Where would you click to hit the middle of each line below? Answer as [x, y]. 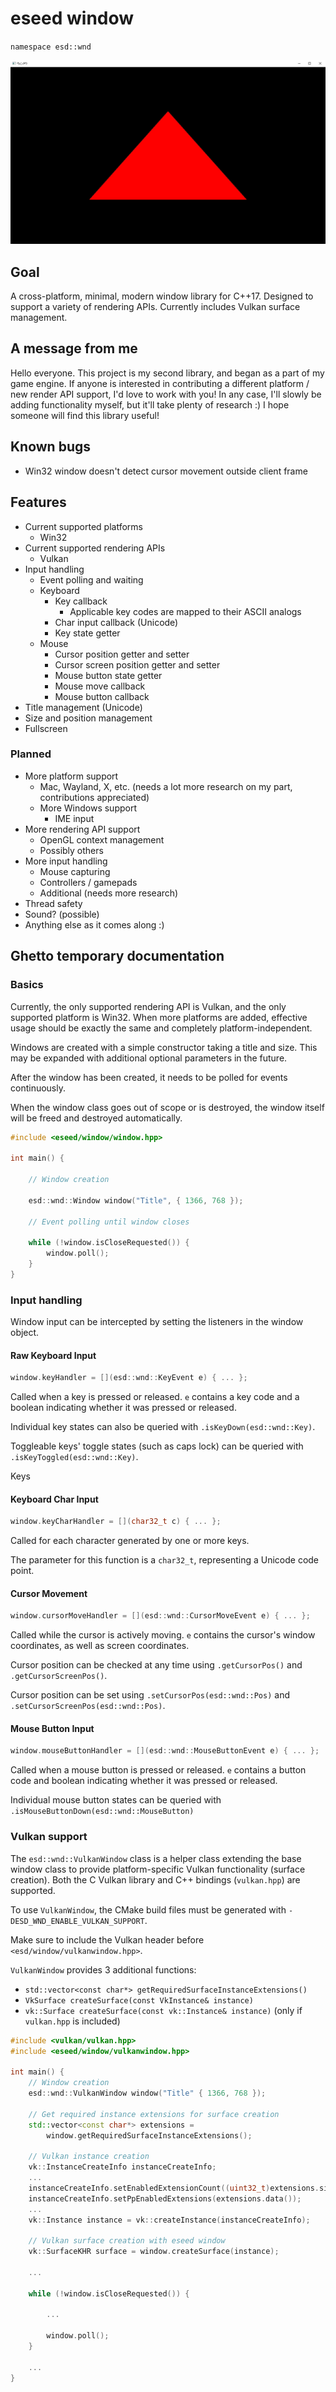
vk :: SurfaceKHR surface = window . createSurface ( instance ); [154, 2252]
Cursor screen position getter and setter [137, 664]
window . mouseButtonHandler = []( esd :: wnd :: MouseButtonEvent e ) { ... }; [165, 1751]
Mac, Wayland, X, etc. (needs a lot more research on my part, [166, 786]
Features [38, 502]
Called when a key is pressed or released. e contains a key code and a [155, 1397]
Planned [31, 754]
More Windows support [88, 808]
